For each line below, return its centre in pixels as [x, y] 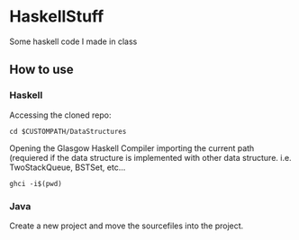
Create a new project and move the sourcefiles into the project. [127, 226]
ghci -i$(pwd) [36, 183]
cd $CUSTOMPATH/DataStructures [68, 131]
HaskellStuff [57, 17]
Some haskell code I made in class [73, 41]
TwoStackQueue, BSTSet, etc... [68, 167]
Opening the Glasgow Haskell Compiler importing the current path [132, 148]
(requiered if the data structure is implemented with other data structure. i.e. [150, 157]
